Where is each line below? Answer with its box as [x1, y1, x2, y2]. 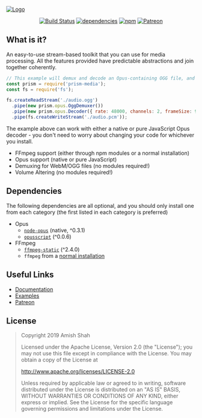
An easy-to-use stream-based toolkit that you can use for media [6, 51, 165, 58]
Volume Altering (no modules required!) [14, 169, 113, 176]
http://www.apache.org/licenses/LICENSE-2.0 [20, 368, 135, 375]
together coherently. [6, 63, 57, 70]
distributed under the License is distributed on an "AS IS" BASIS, [20, 386, 181, 393]
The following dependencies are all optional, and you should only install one [6, 202, 194, 209]
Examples [14, 292, 40, 299]
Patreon [14, 298, 35, 305]
